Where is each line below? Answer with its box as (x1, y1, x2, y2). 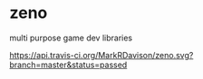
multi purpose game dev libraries (9, 32, 133, 43)
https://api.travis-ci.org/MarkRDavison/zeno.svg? (9, 49, 194, 60)
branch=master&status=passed (9, 59, 128, 70)
